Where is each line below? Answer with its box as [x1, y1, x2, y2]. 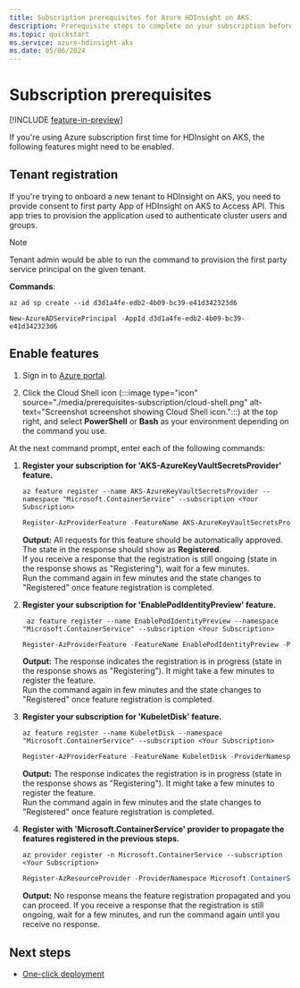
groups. [9, 219, 38, 230]
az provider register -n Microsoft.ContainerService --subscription [21, 851, 283, 860]
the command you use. [21, 425, 107, 436]
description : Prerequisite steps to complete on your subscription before [9, 21, 294, 30]
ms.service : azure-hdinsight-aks [9, 38, 134, 47]
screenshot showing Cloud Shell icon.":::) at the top [88, 406, 279, 417]
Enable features [9, 346, 100, 362]
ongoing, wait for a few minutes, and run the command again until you [21, 909, 280, 920]
